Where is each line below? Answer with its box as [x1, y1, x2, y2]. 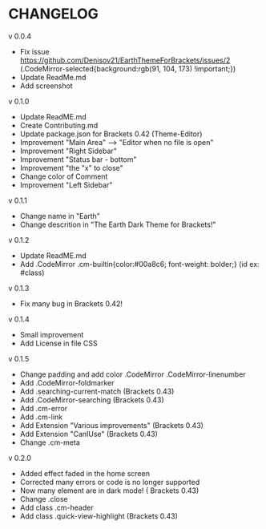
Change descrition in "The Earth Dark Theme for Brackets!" [19, 220, 216, 229]
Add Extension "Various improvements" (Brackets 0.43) [19, 420, 204, 430]
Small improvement [19, 329, 84, 339]
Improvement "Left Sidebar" [19, 180, 113, 189]
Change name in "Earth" [19, 211, 100, 220]
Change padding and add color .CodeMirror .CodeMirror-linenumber [19, 369, 246, 379]
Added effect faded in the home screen [19, 468, 151, 478]
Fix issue [19, 46, 50, 56]
